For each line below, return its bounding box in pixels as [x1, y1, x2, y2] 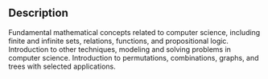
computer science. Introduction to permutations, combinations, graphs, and [8, 53, 259, 62]
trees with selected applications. [8, 61, 116, 71]
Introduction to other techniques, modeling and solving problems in [8, 44, 232, 54]
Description [8, 6, 68, 20]
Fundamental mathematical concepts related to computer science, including [8, 27, 261, 37]
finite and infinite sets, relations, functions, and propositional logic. [8, 36, 229, 45]
